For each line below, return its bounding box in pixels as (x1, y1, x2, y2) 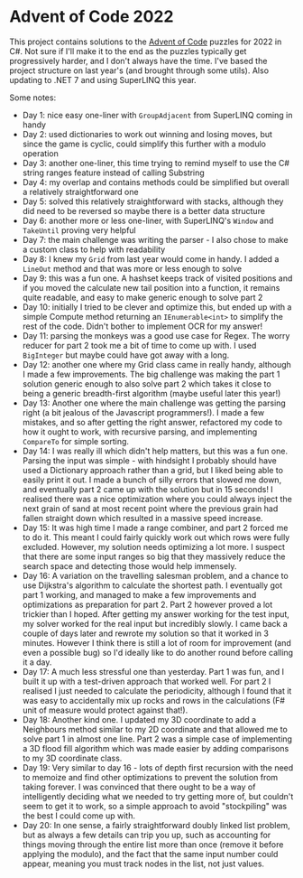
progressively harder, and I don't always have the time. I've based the (9, 55, 268, 66)
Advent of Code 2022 (9, 6, 174, 27)
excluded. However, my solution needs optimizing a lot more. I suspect (22, 541, 286, 552)
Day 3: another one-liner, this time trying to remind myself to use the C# (22, 157, 290, 168)
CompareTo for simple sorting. (22, 435, 129, 446)
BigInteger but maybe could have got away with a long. (22, 350, 230, 360)
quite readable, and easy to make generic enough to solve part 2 (22, 292, 263, 303)
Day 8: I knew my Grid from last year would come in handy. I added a (22, 253, 280, 264)
